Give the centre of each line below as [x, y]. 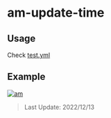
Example [26, 77]
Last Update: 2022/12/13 [59, 107]
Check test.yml [29, 55]
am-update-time [56, 13]
